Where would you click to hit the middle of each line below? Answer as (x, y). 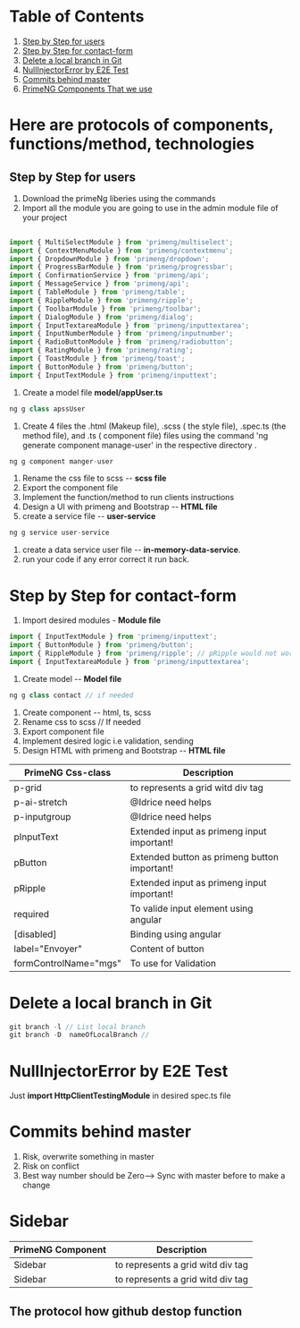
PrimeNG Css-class (67, 772)
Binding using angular (175, 934)
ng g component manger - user (62, 461)
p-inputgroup (42, 816)
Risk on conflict (51, 1166)
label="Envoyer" (48, 949)
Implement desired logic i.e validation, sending (108, 741)
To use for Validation (173, 963)
